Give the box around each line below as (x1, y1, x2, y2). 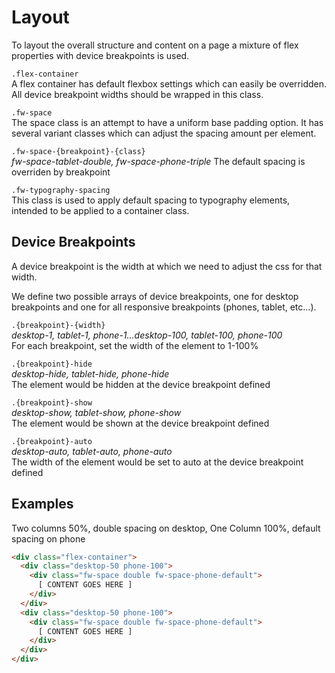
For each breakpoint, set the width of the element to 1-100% (11, 339, 259, 351)
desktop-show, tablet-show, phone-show (11, 406, 182, 418)
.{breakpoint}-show (11, 397, 93, 408)
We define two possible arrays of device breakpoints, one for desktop (11, 290, 299, 302)
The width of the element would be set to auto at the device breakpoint (11, 456, 304, 468)
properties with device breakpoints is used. (11, 49, 190, 61)
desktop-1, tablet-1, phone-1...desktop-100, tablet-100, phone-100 (11, 329, 283, 341)
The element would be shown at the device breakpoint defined (11, 417, 270, 429)
